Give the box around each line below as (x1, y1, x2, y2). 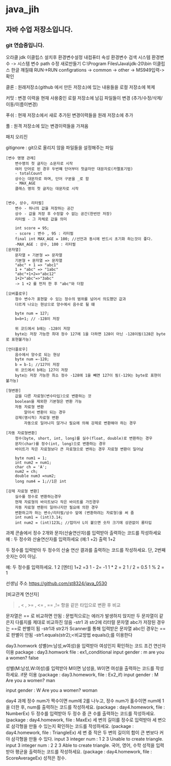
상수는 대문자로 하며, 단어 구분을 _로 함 (15, 176, 89, 181)
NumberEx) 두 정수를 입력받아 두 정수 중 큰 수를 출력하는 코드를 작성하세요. (6, 710, 156, 716)
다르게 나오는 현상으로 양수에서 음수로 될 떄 (15, 302, 95, 307)
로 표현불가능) (6, 337, 32, 342)
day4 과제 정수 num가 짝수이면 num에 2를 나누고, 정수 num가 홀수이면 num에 (6, 697, 161, 703)
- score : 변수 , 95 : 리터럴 (15, 231, 74, 236)
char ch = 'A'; (15, 464, 47, 469)
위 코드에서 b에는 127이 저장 (15, 367, 68, 373)
